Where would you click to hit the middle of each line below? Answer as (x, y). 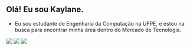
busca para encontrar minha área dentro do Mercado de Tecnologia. (98, 30)
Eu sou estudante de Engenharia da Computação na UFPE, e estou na (99, 23)
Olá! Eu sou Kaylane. (45, 10)
